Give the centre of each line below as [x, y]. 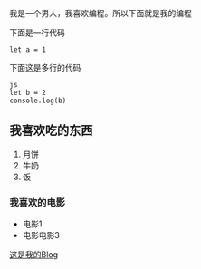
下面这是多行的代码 [45, 67]
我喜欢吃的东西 [51, 131]
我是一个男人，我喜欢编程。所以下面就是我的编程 [100, 13]
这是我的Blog [34, 255]
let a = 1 [28, 50]
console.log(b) [38, 101]
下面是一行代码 [37, 33]
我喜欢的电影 [38, 202]
